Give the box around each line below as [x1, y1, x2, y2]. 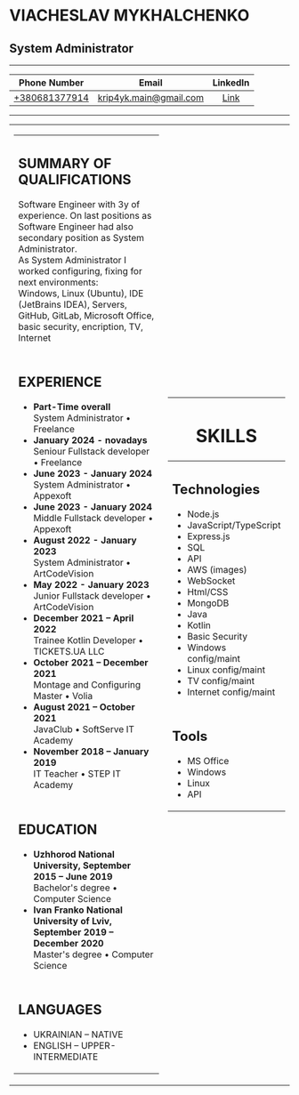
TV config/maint [186, 674, 255, 687]
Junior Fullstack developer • [33, 590, 151, 601]
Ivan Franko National [33, 904, 123, 916]
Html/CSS [186, 585, 229, 598]
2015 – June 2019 [33, 870, 113, 882]
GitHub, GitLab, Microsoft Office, [18, 309, 155, 321]
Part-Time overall [33, 401, 111, 413]
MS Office [186, 755, 230, 768]
